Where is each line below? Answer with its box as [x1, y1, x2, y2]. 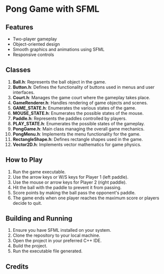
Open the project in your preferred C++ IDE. [12, 238, 102, 244]
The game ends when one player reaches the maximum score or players [12, 195, 160, 201]
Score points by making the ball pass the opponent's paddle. [12, 190, 136, 195]
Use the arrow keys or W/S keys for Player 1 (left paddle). [12, 174, 129, 180]
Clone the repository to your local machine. [12, 232, 100, 239]
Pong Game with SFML [5, 3, 100, 15]
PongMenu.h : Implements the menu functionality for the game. [12, 131, 141, 137]
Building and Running [5, 215, 73, 223]
